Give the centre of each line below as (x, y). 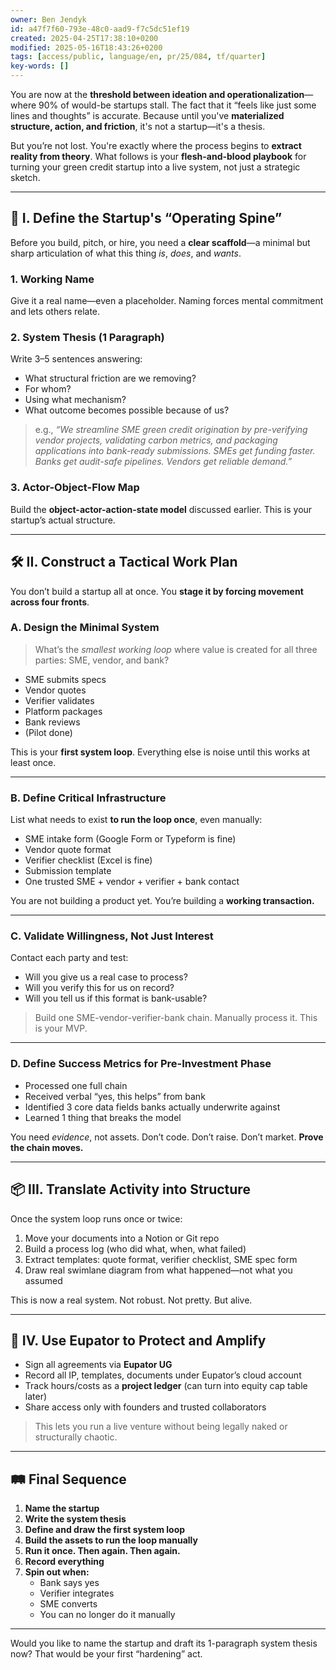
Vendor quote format (68, 850)
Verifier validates (59, 700)
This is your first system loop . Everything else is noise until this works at (160, 752)
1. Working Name (52, 279)
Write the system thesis (75, 1519)
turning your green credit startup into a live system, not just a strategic (155, 167)
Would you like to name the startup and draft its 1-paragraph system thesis (164, 1643)
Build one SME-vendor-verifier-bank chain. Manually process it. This (176, 1018)
